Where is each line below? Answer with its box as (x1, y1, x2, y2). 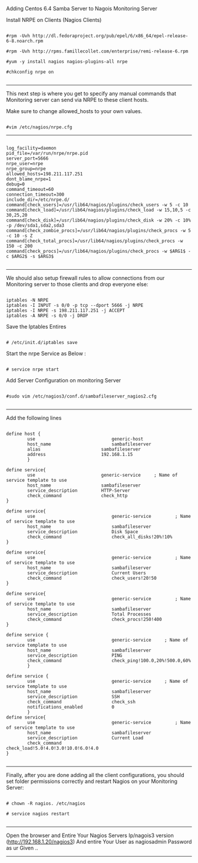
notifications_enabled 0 (27, 704, 115, 710)
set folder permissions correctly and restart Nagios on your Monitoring (6, 778, 178, 785)
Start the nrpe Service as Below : (6, 350, 87, 357)
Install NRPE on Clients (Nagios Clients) (6, 16, 102, 23)
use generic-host (27, 436, 144, 442)
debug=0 (6, 181, 25, 187)
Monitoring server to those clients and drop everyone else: (6, 281, 148, 287)
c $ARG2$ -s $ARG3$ (6, 253, 54, 259)
